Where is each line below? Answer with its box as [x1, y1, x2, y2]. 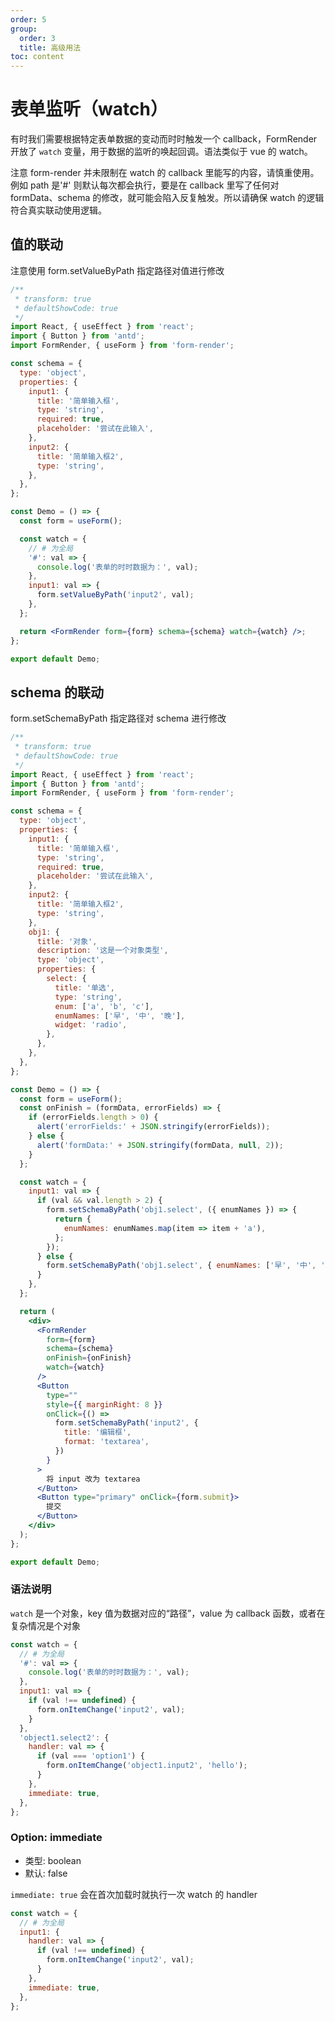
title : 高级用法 [19, 42, 82, 53]
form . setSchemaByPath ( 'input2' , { [54, 1418, 199, 1428]
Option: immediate [10, 1831, 103, 1845]
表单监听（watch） [10, 98, 168, 121]
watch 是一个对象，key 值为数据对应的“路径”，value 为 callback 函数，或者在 [10, 1607, 326, 1619]
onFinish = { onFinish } [46, 1353, 132, 1363]
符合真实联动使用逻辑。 [10, 204, 107, 216]
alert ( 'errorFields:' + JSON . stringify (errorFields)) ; [36, 1122, 271, 1132]
